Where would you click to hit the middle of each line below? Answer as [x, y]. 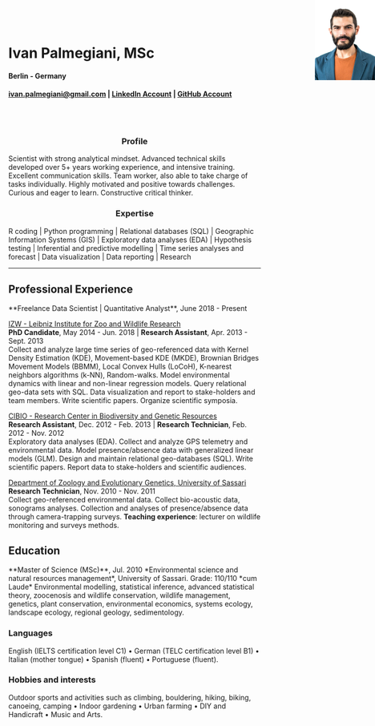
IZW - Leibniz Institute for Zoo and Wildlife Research [95, 324]
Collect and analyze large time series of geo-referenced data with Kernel [129, 349]
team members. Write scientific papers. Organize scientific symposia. [123, 401]
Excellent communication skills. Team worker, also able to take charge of [128, 175]
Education [34, 550]
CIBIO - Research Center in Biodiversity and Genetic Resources [113, 416]
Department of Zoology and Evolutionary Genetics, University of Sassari [127, 483]
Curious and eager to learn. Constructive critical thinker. [101, 193]
